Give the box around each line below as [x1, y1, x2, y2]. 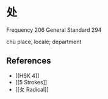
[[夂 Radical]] [15, 86, 49, 93]
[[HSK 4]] [15, 71, 40, 79]
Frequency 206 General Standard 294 [6, 26, 102, 34]
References [6, 56, 51, 66]
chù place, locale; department [6, 38, 82, 45]
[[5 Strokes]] [15, 78, 48, 86]
